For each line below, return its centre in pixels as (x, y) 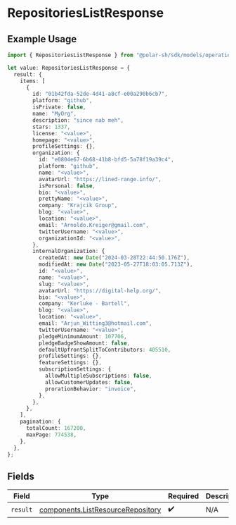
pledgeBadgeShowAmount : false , (84, 343)
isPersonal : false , (67, 186)
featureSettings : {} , (70, 363)
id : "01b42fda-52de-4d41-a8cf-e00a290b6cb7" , (100, 94)
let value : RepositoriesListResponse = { (69, 68)
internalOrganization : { (69, 252)
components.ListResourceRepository (100, 509)
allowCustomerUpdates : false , (89, 382)
